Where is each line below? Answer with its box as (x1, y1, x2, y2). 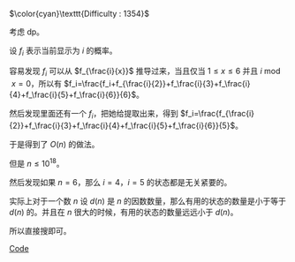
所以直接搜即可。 (9, 226, 72, 236)
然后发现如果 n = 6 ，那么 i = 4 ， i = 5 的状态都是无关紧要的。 (9, 177, 232, 188)
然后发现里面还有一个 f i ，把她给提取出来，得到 (9, 108, 179, 121)
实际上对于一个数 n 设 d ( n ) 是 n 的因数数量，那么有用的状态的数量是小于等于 (9, 196, 287, 206)
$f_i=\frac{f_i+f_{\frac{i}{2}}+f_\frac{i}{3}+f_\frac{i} (63, 78, 251, 88)
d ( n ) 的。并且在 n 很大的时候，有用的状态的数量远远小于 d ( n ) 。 (9, 207, 238, 218)
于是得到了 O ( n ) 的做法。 (9, 139, 100, 150)
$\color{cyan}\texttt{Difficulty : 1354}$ (9, 9, 150, 19)
